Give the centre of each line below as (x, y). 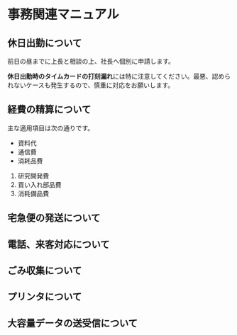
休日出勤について (45, 43)
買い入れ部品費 (39, 184)
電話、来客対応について (59, 244)
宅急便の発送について (54, 218)
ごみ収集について (45, 270)
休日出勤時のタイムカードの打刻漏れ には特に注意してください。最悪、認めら (119, 76)
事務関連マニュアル (63, 15)
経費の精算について (49, 109)
